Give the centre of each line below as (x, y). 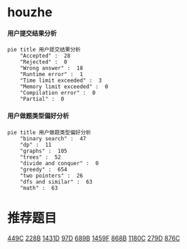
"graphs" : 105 (44, 151)
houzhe (30, 12)
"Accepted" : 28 (45, 56)
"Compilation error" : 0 (58, 93)
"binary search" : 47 (53, 138)
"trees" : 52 (40, 157)
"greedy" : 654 (44, 169)
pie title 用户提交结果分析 (44, 50)
